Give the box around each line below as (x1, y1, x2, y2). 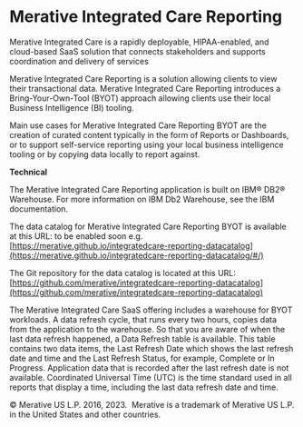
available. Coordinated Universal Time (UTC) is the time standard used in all (9, 372, 292, 382)
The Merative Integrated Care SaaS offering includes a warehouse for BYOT (9, 304, 293, 315)
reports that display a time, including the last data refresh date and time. (9, 382, 279, 392)
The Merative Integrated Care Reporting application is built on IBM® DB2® (9, 184, 286, 194)
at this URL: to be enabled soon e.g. (9, 230, 143, 242)
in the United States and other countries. (9, 409, 161, 420)
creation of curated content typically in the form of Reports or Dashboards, (9, 129, 289, 140)
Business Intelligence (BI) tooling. (9, 102, 134, 113)
